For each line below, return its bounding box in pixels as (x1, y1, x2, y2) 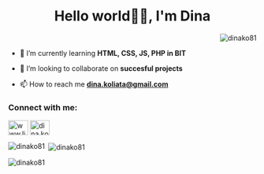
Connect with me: (8, 102, 78, 113)
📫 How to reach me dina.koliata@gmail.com (19, 79, 169, 89)
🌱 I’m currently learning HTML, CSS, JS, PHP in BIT (19, 48, 187, 57)
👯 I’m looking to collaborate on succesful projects (19, 63, 183, 73)
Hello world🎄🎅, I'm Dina (54, 7, 211, 25)
